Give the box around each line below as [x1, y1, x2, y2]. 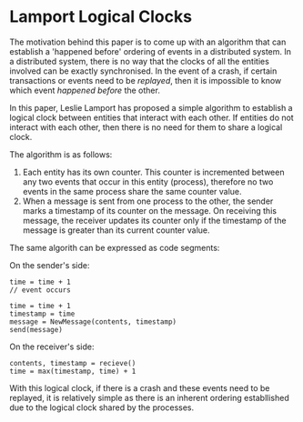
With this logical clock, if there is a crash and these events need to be [9, 382, 270, 393]
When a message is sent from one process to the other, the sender [22, 196, 274, 206]
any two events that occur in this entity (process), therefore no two [22, 176, 274, 187]
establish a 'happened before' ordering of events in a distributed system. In [9, 45, 292, 56]
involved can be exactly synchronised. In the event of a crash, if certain [9, 65, 278, 76]
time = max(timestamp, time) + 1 [9, 367, 136, 376]
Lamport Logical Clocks [9, 6, 193, 27]
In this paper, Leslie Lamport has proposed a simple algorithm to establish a [9, 102, 293, 113]
